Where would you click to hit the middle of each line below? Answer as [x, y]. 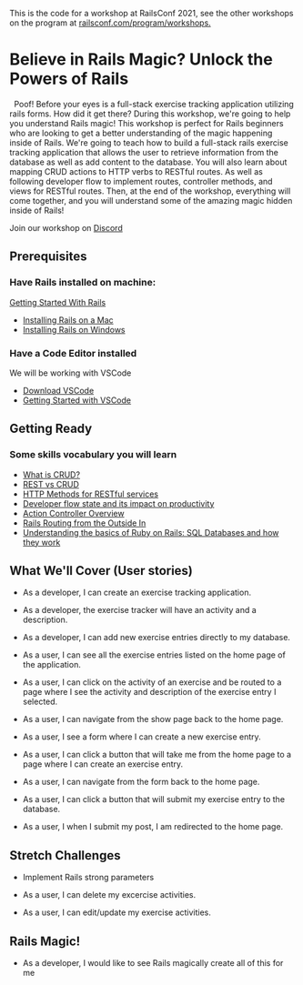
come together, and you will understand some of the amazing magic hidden [151, 200]
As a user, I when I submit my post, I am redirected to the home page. [153, 827]
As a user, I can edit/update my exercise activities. [117, 912]
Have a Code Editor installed [73, 353]
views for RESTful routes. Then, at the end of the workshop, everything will [150, 191]
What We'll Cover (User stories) [101, 571]
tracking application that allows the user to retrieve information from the [144, 152]
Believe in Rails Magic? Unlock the [141, 60]
